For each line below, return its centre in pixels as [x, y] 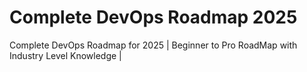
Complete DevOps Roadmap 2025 [153, 17]
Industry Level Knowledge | [65, 55]
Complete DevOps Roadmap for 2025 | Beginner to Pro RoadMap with [153, 45]
